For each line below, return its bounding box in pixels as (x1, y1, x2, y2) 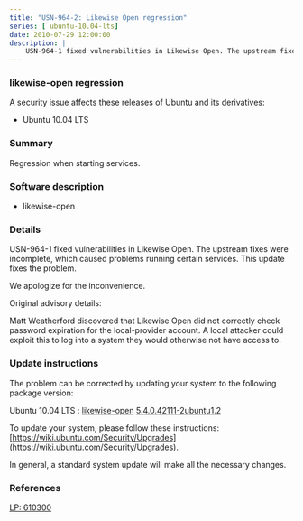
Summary (9, 137, 54, 150)
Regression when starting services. (9, 157, 141, 168)
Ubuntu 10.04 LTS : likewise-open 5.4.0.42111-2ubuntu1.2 (9, 405, 222, 415)
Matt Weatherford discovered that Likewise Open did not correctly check (9, 315, 280, 326)
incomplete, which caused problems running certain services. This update (9, 254, 286, 265)
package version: (9, 387, 74, 398)
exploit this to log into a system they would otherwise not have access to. (9, 335, 281, 346)
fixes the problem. (9, 263, 77, 274)
